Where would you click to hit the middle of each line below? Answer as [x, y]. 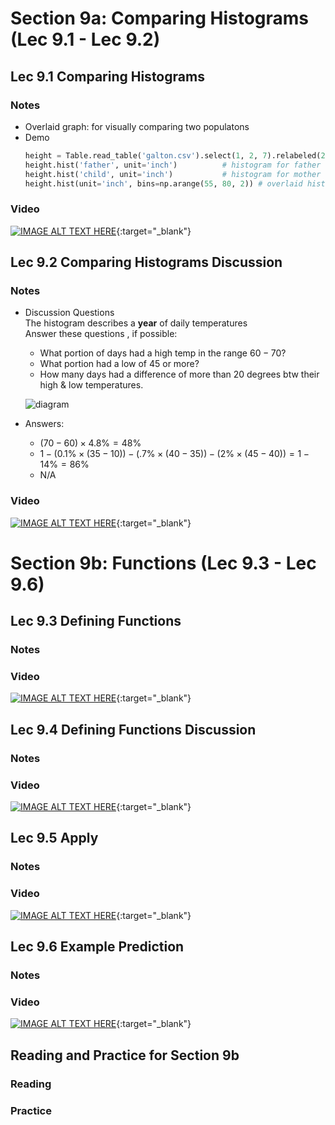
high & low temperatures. [91, 385]
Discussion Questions [69, 313]
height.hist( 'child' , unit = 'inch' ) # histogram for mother [173, 174]
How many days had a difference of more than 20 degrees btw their [179, 374]
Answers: [44, 424]
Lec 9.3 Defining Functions [96, 621]
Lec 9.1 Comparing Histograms [107, 76]
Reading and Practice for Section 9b [125, 1055]
